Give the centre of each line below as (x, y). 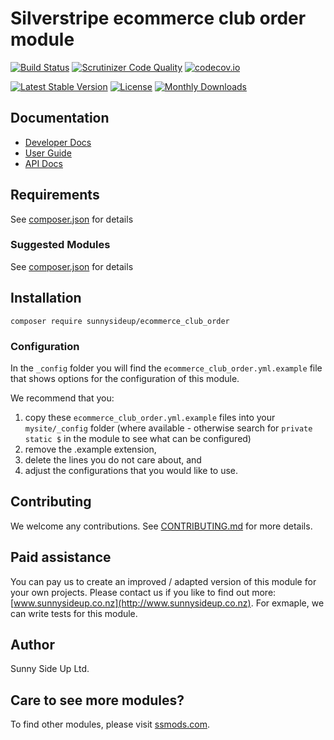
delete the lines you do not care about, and (113, 459)
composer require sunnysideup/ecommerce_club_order (120, 321)
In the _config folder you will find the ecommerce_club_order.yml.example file (166, 368)
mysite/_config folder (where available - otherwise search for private (168, 428)
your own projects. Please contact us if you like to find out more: (143, 592)
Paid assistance (61, 557)
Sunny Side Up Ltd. (50, 669)
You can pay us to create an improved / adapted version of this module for (163, 581)
